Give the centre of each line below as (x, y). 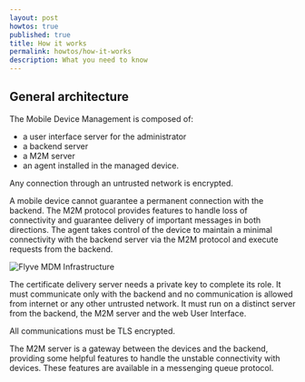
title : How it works (49, 43)
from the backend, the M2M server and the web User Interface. (128, 313)
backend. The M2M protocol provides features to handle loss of (128, 210)
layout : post (34, 18)
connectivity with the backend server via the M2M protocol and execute (144, 239)
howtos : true (34, 26)
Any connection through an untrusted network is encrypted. (122, 183)
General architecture (69, 97)
